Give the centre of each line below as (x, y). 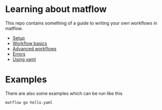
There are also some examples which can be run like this (64, 93)
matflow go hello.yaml (29, 102)
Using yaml (24, 59)
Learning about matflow (56, 9)
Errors (19, 54)
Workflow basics (30, 43)
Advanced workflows (34, 48)
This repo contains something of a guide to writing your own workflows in (81, 23)
